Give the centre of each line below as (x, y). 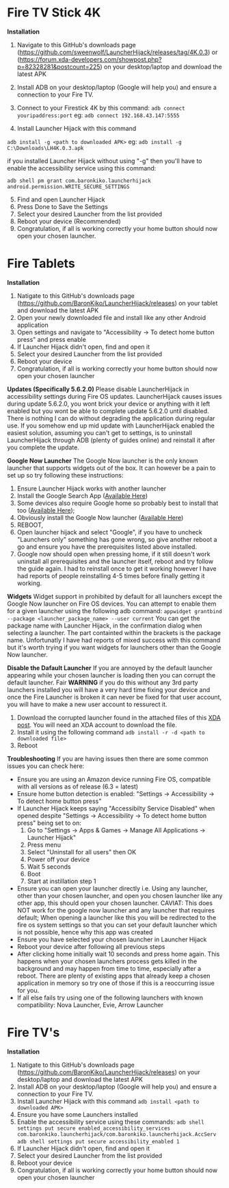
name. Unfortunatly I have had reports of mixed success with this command (114, 640)
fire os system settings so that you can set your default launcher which (117, 925)
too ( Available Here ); (46, 510)
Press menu (44, 845)
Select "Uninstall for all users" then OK (82, 852)
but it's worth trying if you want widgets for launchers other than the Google (114, 647)
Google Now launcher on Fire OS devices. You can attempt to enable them (112, 604)
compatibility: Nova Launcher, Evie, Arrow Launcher (90, 1004)
